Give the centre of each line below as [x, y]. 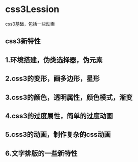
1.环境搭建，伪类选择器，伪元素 [54, 60]
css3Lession [32, 9]
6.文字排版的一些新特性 [41, 153]
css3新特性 [23, 41]
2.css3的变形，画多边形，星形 [52, 79]
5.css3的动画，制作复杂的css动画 [58, 135]
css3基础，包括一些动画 [30, 24]
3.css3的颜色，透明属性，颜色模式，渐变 [69, 97]
